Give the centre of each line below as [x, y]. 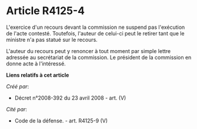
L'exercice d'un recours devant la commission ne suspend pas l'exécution [96, 27]
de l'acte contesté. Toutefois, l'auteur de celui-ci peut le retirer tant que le [95, 33]
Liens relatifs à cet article [38, 75]
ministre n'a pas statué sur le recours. [52, 39]
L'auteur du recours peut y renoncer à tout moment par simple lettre [89, 51]
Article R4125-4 [46, 11]
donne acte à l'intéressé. [36, 64]
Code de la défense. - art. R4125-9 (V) [61, 120]
